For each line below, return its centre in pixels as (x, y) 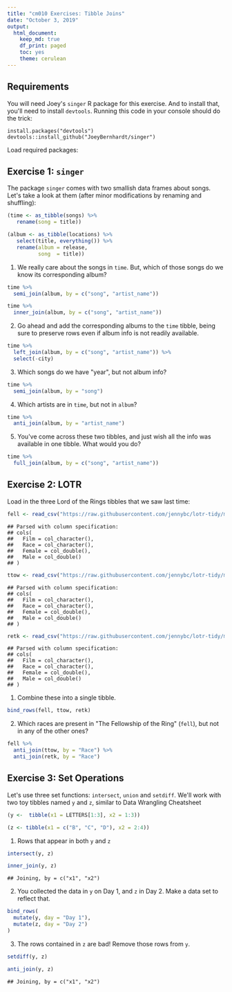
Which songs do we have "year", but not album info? (92, 372)
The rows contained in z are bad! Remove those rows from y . (104, 944)
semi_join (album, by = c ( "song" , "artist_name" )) (86, 294)
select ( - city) (33, 358)
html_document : (35, 33)
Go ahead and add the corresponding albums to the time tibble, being (116, 326)
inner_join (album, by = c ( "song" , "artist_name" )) (88, 312)
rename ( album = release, (52, 247)
